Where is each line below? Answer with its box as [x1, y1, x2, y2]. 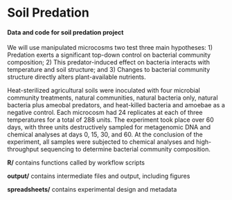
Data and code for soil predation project [7, 28, 124, 36]
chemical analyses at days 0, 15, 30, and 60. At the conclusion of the [7, 130, 203, 139]
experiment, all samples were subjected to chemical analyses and [7, 138, 195, 146]
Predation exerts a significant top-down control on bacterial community [7, 51, 211, 60]
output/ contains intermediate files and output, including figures [7, 172, 190, 181]
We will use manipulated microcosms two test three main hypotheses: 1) [7, 44, 213, 52]
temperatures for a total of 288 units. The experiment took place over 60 [7, 116, 215, 124]
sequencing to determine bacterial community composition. [40, 145, 211, 154]
